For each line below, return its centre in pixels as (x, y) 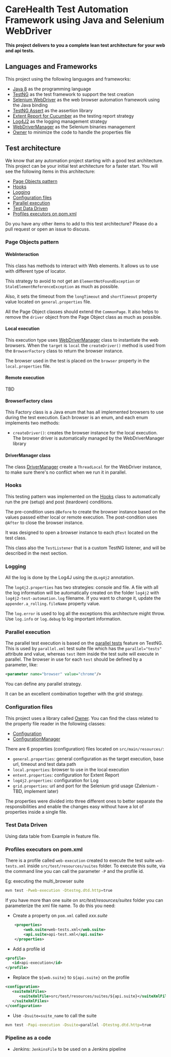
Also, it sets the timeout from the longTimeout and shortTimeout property (81, 296)
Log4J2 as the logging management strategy (60, 121)
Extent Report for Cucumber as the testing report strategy (73, 116)
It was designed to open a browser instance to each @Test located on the (82, 532)
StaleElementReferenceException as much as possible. (62, 286)
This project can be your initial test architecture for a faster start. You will (82, 166)
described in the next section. (36, 553)
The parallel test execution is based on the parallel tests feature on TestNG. (84, 643)
